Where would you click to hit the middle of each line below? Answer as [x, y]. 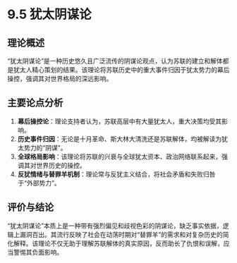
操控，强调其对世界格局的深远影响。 [60, 79]
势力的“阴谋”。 [45, 147]
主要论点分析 [35, 103]
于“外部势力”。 [39, 183]
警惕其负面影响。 [38, 252]
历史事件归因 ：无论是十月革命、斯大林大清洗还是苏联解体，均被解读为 [120, 139]
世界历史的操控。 [61, 165]
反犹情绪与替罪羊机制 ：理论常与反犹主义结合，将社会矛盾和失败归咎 [116, 174]
